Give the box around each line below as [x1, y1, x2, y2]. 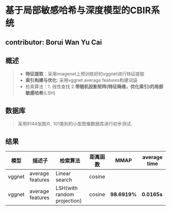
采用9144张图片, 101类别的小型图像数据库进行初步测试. [17, 120, 132, 127]
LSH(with [55, 185, 78, 192]
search [55, 176, 72, 184]
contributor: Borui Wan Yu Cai [5, 38, 102, 46]
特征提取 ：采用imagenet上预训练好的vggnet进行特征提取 [25, 71, 145, 77]
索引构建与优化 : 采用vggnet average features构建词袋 [25, 77, 137, 83]
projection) [55, 197, 82, 204]
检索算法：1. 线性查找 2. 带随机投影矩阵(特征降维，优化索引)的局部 [25, 83, 164, 89]
